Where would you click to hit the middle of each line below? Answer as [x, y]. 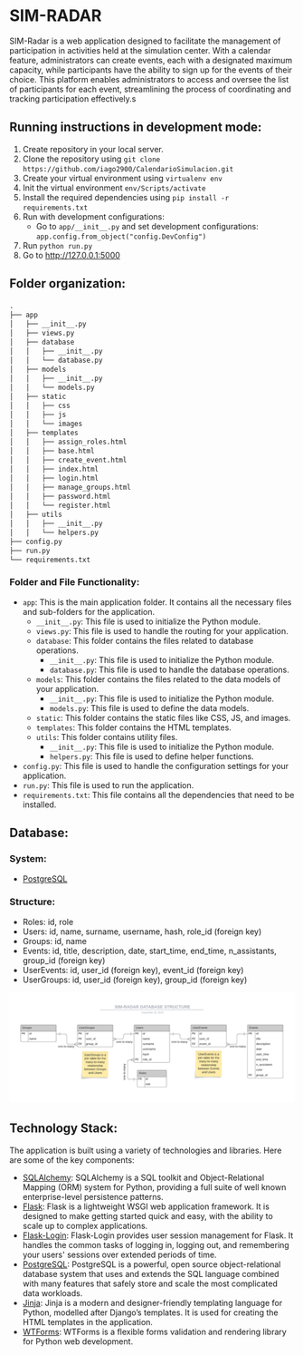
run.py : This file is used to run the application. [108, 785]
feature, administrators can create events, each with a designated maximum [151, 60]
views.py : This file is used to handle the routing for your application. [162, 630]
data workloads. [52, 1293]
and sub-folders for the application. [89, 611]
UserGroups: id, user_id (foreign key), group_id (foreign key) [135, 980]
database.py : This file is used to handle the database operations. [169, 669]
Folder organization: [68, 283]
